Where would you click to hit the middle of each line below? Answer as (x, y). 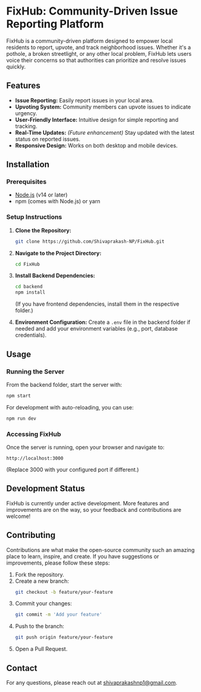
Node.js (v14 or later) (41, 195)
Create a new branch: (42, 581)
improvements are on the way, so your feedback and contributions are (94, 509)
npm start (19, 395)
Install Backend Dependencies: (55, 276)
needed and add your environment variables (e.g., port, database (96, 329)
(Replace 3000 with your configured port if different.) (73, 469)
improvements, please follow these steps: (58, 563)
